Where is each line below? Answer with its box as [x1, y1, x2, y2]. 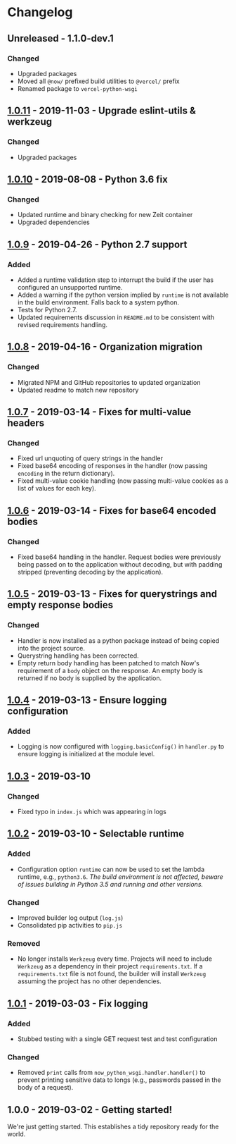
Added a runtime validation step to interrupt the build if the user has [17, 276, 214, 284]
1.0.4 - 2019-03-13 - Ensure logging [7, 694, 167, 706]
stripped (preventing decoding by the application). [17, 568, 164, 576]
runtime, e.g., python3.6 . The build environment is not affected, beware [17, 872, 223, 881]
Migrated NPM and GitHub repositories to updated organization [17, 378, 202, 386]
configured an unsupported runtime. [17, 283, 123, 291]
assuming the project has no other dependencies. [17, 977, 162, 985]
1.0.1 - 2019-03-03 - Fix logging [7, 997, 149, 1009]
